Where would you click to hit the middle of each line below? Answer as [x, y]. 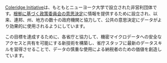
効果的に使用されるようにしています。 [49, 26]
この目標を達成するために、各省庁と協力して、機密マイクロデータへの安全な [83, 37]
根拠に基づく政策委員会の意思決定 [48, 13]
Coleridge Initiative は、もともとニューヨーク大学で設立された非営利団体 [79, 7]
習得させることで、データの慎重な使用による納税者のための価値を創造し [88, 49]
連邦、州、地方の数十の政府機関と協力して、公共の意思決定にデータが [86, 20]
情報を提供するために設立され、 [120, 13]
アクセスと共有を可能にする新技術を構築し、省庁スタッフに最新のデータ [79, 43]
